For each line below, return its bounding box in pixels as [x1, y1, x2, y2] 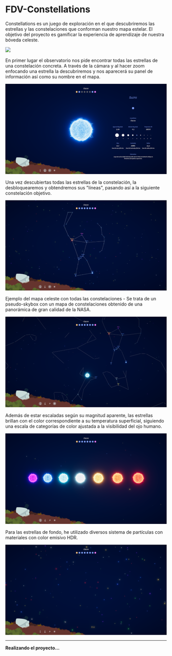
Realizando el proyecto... [5, 645, 60, 651]
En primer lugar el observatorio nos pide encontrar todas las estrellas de [5, 57, 158, 63]
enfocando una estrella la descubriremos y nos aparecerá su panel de [5, 68, 153, 74]
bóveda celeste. [5, 37, 39, 43]
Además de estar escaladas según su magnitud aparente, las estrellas [5, 412, 153, 419]
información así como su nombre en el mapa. [5, 73, 101, 80]
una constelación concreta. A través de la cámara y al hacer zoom [5, 62, 145, 69]
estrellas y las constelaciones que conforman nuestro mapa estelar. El [5, 26, 153, 32]
